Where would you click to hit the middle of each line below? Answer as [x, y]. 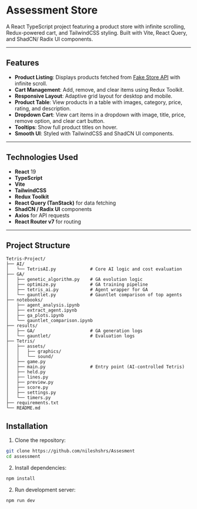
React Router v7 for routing [48, 222]
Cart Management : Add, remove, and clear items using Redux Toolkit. [99, 89]
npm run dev [21, 500]
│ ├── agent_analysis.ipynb [43, 305]
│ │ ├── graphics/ [34, 351]
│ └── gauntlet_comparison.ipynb [50, 321]
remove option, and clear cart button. [60, 120]
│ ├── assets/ [26, 346]
